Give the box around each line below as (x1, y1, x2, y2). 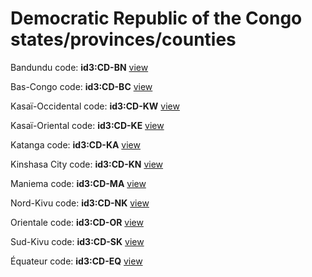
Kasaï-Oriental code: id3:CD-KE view (10, 119, 165, 131)
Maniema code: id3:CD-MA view (10, 177, 147, 189)
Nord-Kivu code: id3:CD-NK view (10, 197, 150, 209)
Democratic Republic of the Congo (10, 7, 303, 30)
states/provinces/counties (10, 28, 237, 51)
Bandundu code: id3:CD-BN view (10, 61, 149, 73)
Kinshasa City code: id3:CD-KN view (10, 158, 164, 170)
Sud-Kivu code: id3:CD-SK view (10, 235, 145, 247)
